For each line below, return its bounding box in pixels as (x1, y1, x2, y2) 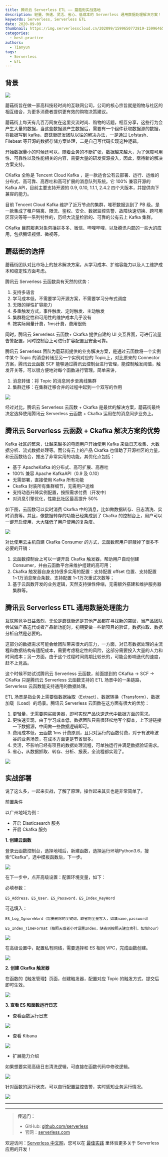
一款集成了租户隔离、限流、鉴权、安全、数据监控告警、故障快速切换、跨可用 (5, 208, 163, 214)
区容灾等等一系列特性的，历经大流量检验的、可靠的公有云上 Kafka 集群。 (5, 214, 155, 220)
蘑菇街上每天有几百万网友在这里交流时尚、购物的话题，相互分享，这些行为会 (5, 119, 163, 126)
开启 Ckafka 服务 (12, 826, 47, 832)
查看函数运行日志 (12, 1013, 48, 1019)
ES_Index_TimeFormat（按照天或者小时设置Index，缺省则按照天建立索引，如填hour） (5, 926, 161, 931)
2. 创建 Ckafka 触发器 (5, 965, 50, 971)
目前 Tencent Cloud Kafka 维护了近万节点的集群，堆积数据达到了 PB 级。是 (5, 202, 160, 208)
